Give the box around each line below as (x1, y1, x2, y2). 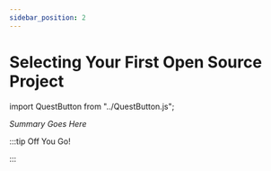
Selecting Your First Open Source (9, 51, 263, 72)
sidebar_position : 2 (9, 13, 87, 22)
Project (9, 71, 65, 91)
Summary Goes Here (9, 118, 87, 129)
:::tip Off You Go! (9, 136, 71, 147)
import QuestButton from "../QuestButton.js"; (9, 101, 175, 112)
